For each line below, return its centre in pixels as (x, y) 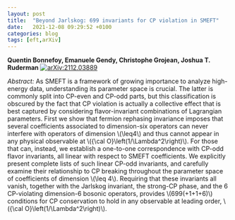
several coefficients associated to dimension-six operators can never (108, 126)
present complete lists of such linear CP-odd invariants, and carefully (108, 164)
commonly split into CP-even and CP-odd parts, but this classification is (112, 97)
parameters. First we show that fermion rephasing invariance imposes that (115, 119)
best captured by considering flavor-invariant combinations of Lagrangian (115, 111)
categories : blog (33, 33)
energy (18, 89)
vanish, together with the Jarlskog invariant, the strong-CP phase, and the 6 (117, 186)
